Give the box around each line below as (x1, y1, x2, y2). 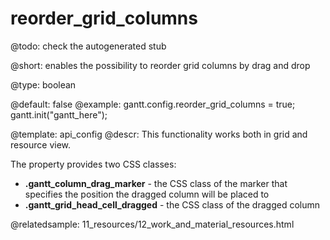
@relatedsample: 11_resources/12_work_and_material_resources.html (10, 218, 295, 230)
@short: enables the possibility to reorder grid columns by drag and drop (10, 59, 311, 71)
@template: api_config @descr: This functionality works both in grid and (10, 128, 308, 140)
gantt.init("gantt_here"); (10, 108, 108, 121)
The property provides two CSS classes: (10, 158, 177, 170)
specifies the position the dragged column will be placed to (24, 188, 270, 200)
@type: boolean (10, 78, 77, 91)
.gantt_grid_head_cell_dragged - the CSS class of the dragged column (24, 198, 320, 211)
